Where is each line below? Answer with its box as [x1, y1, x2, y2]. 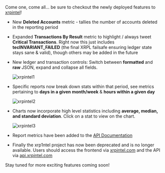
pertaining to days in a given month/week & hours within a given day [12, 89, 155, 94]
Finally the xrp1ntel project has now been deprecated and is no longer [12, 142, 155, 148]
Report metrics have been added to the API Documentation [12, 132, 132, 138]
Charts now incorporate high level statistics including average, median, [12, 108, 158, 114]
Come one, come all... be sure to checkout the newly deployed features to [5, 4, 156, 10]
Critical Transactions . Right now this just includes [12, 39, 115, 45]
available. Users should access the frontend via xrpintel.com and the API [12, 147, 161, 153]
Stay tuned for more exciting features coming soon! [5, 162, 110, 168]
